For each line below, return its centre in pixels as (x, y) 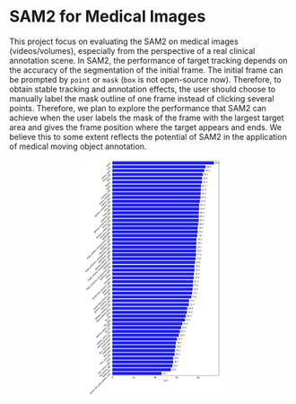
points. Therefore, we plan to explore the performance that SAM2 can (138, 108)
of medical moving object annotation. (78, 146)
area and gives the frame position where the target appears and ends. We (146, 127)
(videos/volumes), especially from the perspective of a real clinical (132, 50)
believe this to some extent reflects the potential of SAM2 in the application (148, 136)
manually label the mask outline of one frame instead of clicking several (142, 98)
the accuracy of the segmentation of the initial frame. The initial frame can (147, 70)
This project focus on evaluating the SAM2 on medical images (124, 41)
